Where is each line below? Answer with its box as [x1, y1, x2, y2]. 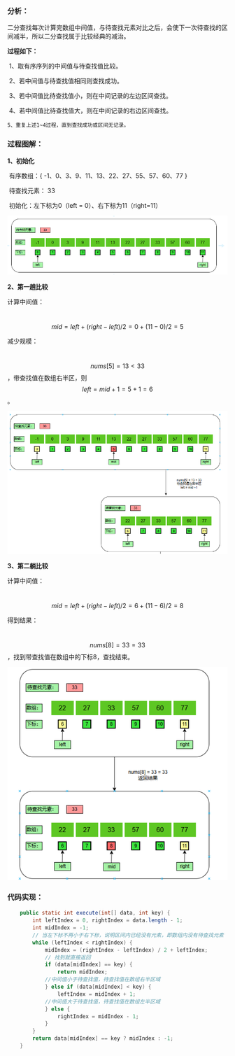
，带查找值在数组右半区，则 [7, 374, 87, 382]
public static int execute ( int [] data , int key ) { [20, 910, 171, 917]
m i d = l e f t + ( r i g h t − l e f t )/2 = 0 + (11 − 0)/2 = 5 [51, 323, 184, 331]
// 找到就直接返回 [44, 954, 91, 961]
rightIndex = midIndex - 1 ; [57, 1013, 139, 1020]
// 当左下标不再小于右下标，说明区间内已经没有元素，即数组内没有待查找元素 [32, 931, 224, 938]
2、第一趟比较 [7, 283, 48, 291]
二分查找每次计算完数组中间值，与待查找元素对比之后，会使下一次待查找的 [7, 23, 222, 32]
